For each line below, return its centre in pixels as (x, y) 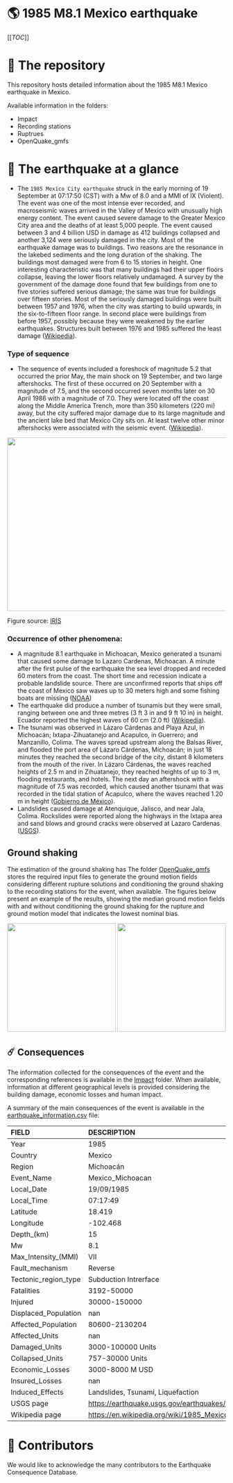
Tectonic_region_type (46, 1280)
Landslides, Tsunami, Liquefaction (143, 1392)
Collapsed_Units (37, 1359)
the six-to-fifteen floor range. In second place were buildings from (112, 314)
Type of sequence (38, 353)
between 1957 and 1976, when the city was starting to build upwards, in (119, 306)
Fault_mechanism (39, 1269)
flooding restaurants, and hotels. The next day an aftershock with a (113, 779)
